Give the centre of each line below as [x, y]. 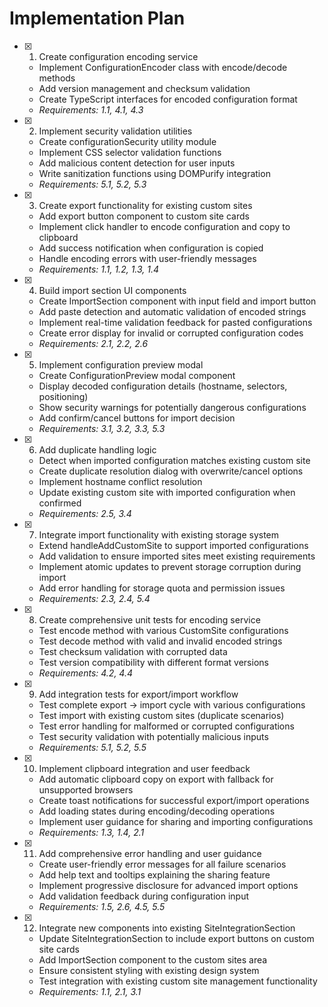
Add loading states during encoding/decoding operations [157, 811]
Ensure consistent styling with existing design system [149, 970]
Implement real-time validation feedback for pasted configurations [175, 322]
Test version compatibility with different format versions [153, 662]
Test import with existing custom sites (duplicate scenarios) [161, 715]
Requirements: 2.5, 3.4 [85, 513]
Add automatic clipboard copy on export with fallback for [156, 779]
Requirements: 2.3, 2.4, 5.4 [94, 598]
